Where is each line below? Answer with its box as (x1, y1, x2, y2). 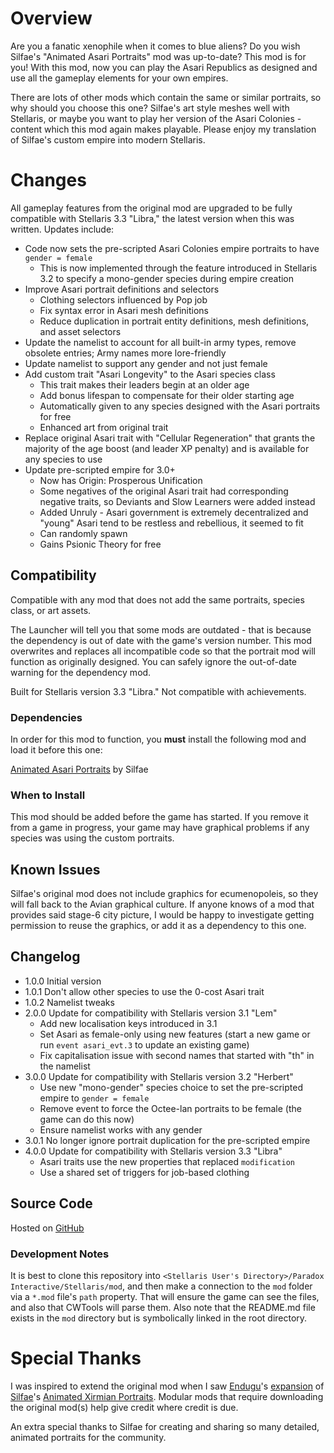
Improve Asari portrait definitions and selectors (24, 283, 220, 295)
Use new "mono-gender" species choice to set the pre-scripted (39, 1081, 303, 1093)
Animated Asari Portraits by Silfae (10, 763, 149, 775)
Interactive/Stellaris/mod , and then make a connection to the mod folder (10, 1280, 313, 1292)
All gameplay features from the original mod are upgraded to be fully (10, 202, 293, 214)
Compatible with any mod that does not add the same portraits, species (10, 593, 305, 606)
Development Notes (10, 1247, 110, 1261)
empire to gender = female (39, 1092, 150, 1104)
